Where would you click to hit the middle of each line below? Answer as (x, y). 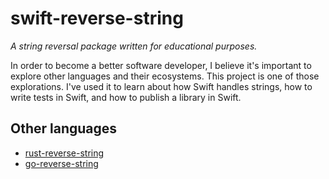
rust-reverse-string (64, 153)
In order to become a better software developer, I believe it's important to (161, 65)
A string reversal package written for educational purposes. (134, 46)
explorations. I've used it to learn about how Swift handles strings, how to (161, 86)
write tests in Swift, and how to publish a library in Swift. (126, 97)
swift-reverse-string (97, 18)
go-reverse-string (61, 163)
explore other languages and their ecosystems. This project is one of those (165, 76)
